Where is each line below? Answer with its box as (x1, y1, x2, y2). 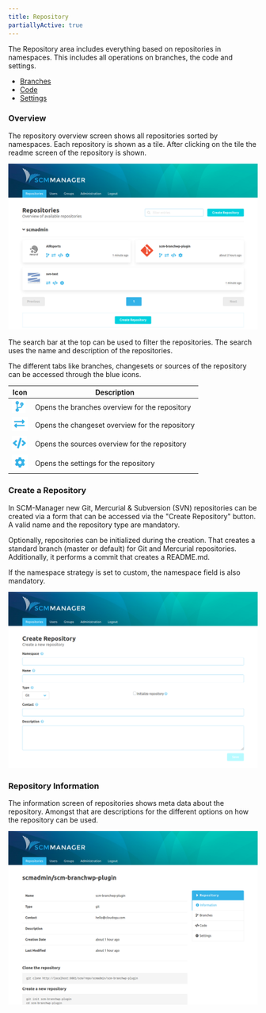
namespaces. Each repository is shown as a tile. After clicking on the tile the (8, 139, 257, 148)
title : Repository (8, 13, 69, 21)
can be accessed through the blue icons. (8, 370, 142, 379)
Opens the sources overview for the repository (35, 439, 187, 449)
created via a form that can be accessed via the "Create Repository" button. (8, 511, 256, 521)
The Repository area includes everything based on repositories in (8, 44, 222, 53)
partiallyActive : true (8, 21, 83, 29)
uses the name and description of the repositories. (8, 346, 173, 356)
